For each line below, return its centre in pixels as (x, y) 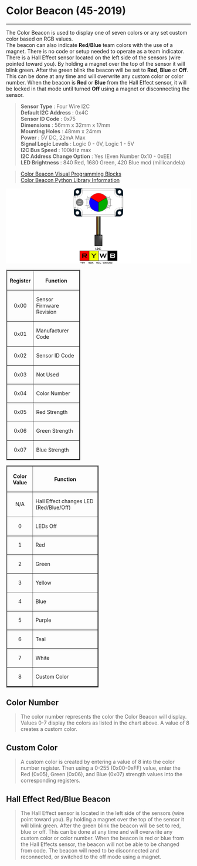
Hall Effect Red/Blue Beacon (58, 799)
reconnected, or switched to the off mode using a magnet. (91, 857)
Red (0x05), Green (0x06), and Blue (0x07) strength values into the (101, 774)
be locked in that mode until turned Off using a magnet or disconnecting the (98, 89)
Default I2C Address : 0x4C (55, 112)
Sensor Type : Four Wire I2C (55, 106)
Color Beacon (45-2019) (66, 11)
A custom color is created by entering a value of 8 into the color (97, 762)
